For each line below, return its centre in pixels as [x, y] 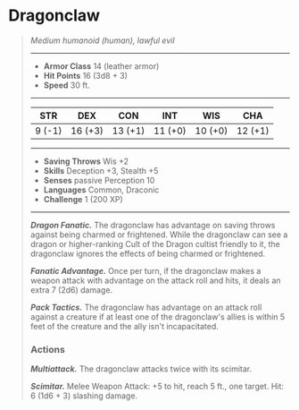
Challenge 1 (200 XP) [83, 199]
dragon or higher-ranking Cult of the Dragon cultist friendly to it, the [155, 243]
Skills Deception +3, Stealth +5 [101, 170]
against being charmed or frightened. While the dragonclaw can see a [159, 235]
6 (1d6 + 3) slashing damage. [84, 396]
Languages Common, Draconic [101, 190]
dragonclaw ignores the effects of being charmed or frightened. [148, 253]
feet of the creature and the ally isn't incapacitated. [125, 326]
